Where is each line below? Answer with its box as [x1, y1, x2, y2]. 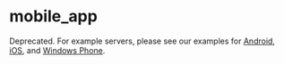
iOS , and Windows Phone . [9, 44, 106, 55]
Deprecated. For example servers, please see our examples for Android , [9, 36, 276, 46]
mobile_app [9, 6, 99, 27]
